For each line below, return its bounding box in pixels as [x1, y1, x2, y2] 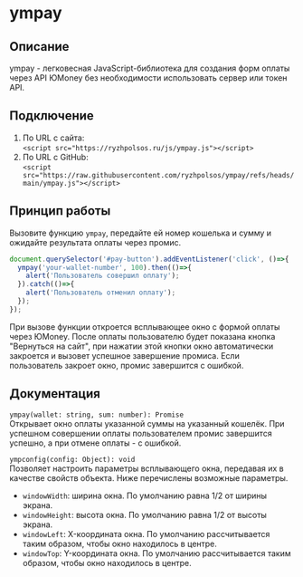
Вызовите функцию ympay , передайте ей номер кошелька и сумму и [9, 227, 272, 238]
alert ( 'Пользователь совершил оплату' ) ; [25, 271, 180, 281]
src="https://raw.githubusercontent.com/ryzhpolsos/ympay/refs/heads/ [22, 170, 295, 179]
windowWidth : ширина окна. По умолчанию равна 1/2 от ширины [22, 490, 268, 501]
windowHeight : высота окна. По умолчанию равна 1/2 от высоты [22, 509, 267, 520]
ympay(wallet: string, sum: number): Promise [9, 410, 184, 419]
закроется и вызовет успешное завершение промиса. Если [9, 350, 240, 361]
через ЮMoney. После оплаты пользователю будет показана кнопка [9, 331, 276, 341]
